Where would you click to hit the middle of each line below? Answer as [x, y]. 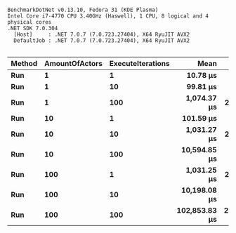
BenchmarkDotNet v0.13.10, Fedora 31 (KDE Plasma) [83, 10]
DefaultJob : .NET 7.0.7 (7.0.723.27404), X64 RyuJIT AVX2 [102, 41]
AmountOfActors [74, 64]
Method [24, 64]
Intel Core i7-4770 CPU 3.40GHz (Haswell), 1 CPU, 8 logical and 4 [108, 16]
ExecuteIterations [139, 64]
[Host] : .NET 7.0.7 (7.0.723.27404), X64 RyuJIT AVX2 [102, 34]
